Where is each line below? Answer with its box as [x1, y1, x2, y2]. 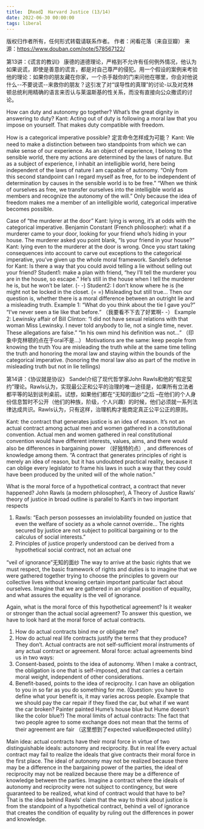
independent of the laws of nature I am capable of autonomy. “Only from [6, 167, 188, 174]
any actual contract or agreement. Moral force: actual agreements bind [15, 648, 192, 655]
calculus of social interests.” [15, 533, 86, 540]
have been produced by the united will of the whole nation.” [6, 471, 156, 478]
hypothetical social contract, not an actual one [15, 546, 132, 554]
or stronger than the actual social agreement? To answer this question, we [6, 610, 192, 617]
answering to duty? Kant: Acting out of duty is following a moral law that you [6, 115, 197, 122]
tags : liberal [6, 20, 42, 26]
